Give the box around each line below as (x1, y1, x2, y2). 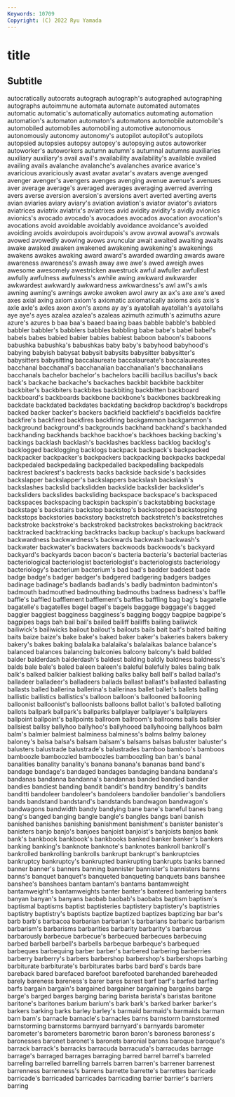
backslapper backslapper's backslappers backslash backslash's (7, 475, 194, 484)
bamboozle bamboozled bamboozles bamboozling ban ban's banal (7, 752, 202, 760)
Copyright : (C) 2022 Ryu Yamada (7, 17, 102, 24)
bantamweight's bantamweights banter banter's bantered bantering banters (7, 886, 227, 895)
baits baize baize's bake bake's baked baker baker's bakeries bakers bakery (7, 632, 229, 641)
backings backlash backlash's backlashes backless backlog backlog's (7, 438, 211, 446)
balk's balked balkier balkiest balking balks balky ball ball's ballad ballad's (7, 670, 221, 678)
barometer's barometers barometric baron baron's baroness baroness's (7, 1029, 215, 1037)
